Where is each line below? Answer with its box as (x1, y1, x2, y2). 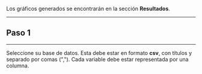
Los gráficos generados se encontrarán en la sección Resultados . (6, 5, 170, 12)
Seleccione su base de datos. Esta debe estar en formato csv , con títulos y (6, 49, 192, 56)
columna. (6, 62, 29, 69)
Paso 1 (6, 28, 31, 38)
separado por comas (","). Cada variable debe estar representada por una (6, 55, 189, 63)
